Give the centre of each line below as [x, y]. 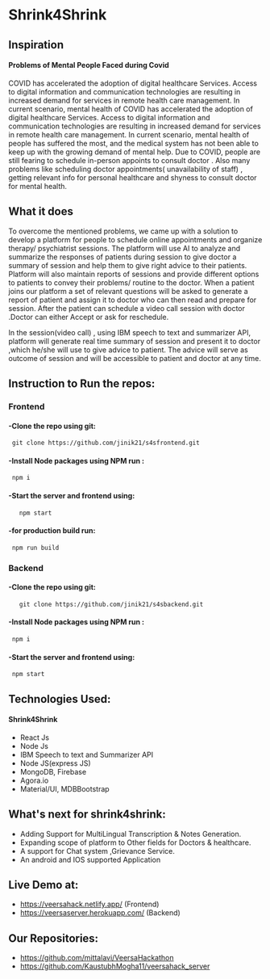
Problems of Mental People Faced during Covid [89, 65]
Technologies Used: [60, 699]
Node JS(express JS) [55, 763]
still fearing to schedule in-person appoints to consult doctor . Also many [129, 160]
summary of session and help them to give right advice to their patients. [128, 265]
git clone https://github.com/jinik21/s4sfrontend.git [106, 443]
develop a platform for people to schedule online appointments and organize [135, 239]
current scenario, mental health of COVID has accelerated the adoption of [131, 109]
